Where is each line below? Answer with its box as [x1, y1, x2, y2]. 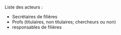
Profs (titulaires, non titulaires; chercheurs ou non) [12, 19, 116, 25]
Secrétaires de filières [12, 14, 58, 19]
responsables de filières [12, 24, 62, 30]
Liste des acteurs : [5, 4, 43, 10]
